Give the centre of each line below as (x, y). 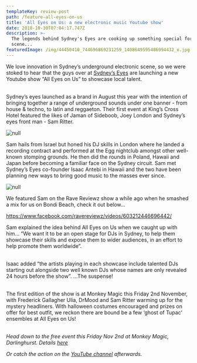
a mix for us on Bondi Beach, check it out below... (66, 204)
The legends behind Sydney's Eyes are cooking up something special (97, 39)
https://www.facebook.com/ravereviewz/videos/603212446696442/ (89, 216)
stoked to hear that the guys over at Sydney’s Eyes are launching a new (92, 73)
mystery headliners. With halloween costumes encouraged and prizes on (94, 306)
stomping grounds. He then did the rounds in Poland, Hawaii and (101, 157)
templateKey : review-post (38, 11)
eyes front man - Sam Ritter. (40, 122)
